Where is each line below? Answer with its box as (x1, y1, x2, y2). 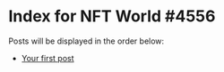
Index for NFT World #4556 (8, 6, 216, 27)
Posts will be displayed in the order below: (8, 36, 165, 46)
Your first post (21, 52, 74, 63)
